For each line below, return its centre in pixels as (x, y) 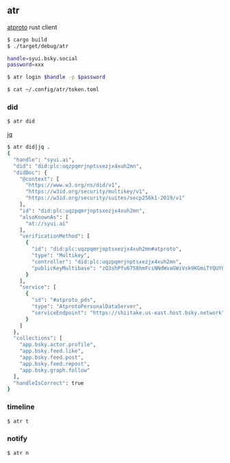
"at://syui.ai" (47, 224)
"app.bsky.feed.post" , (52, 358)
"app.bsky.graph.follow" (55, 370)
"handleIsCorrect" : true (49, 383)
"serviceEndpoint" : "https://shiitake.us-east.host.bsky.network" (128, 313)
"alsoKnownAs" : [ (44, 217)
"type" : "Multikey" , (61, 256)
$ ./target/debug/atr (38, 46)
